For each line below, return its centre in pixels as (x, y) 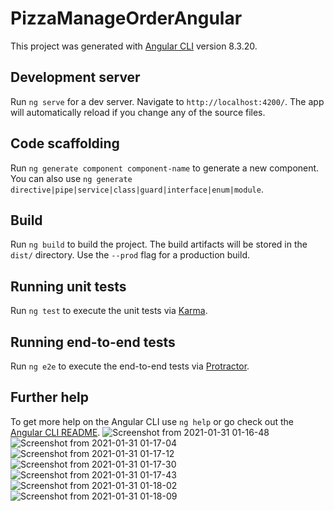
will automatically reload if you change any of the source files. (138, 112)
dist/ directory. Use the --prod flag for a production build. (130, 255)
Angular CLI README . (55, 432)
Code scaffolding (65, 143)
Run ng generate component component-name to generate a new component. (165, 168)
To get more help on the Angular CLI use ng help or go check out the (152, 421)
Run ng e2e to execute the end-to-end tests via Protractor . (130, 366)
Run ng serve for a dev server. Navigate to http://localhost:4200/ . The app (167, 101)
